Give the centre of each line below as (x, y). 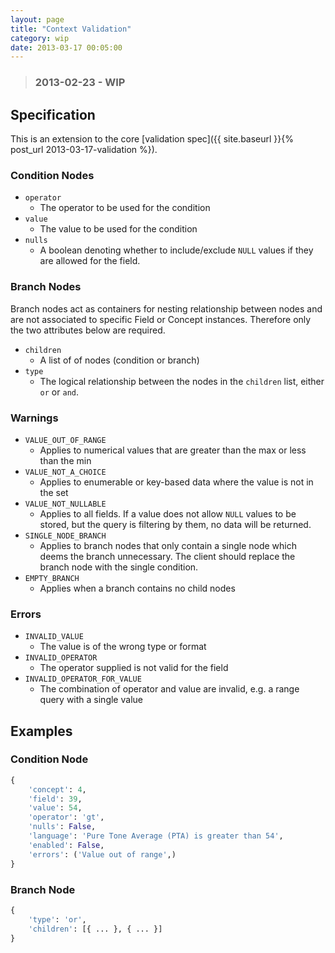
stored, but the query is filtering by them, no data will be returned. (175, 524)
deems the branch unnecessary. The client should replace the (167, 556)
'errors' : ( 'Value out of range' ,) (102, 854)
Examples (41, 731)
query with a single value (91, 700)
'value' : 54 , (55, 808)
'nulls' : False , (62, 827)
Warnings (34, 418)
